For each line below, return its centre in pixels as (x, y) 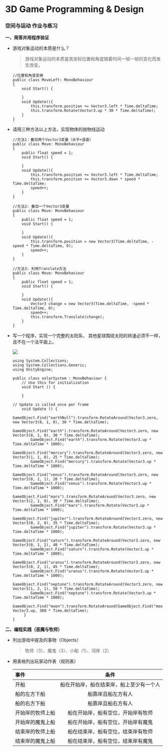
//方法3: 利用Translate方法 (39, 269)
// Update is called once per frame (50, 405)
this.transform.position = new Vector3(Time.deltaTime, (90, 241)
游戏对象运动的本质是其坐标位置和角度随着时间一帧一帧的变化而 (90, 59)
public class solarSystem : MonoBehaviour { (59, 379)
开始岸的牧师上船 (35, 713)
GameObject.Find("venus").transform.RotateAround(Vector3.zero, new (85, 475)
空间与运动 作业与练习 (31, 26)
